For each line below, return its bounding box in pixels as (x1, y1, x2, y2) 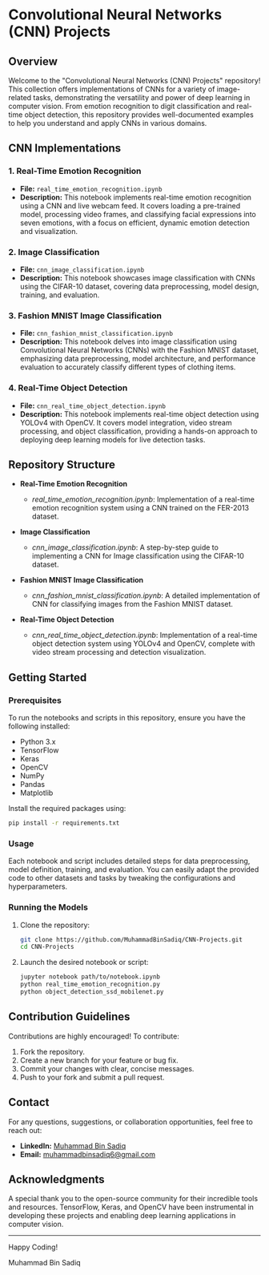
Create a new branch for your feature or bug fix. (19, 1055, 179, 1065)
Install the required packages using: (8, 804, 126, 813)
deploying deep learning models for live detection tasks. (19, 434, 206, 444)
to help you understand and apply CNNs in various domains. (8, 119, 207, 127)
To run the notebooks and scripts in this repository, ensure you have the (8, 713, 246, 723)
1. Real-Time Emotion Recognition (8, 166, 142, 177)
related (8, 93, 32, 102)
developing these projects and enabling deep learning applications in (8, 1211, 236, 1221)
